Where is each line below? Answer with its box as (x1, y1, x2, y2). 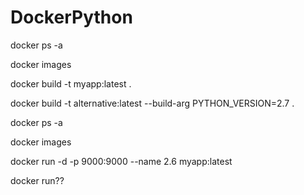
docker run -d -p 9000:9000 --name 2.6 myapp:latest (10, 155, 233, 167)
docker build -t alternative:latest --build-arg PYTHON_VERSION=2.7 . (10, 97, 295, 109)
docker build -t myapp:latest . (10, 77, 132, 90)
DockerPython (10, 6, 133, 29)
